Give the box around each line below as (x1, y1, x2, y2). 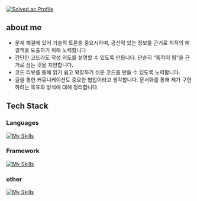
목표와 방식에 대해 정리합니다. (30, 83, 99, 90)
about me (6, 22, 42, 33)
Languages (6, 119, 40, 127)
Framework (6, 147, 40, 155)
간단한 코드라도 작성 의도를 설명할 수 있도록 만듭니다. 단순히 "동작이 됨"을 (14, 54, 184, 61)
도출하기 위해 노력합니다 (30, 46, 86, 53)
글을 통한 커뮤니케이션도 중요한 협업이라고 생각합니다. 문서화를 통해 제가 (14, 76, 181, 83)
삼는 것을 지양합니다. (25, 61, 74, 68)
